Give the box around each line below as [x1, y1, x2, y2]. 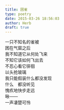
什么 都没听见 [5, 81, 35, 87]
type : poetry [5, 12, 32, 16]
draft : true [5, 25, 29, 30]
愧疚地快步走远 [5, 88, 35, 94]
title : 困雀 [5, 7, 28, 12]
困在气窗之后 [5, 45, 31, 51]
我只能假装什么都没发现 [5, 76, 52, 81]
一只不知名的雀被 [5, 39, 39, 45]
